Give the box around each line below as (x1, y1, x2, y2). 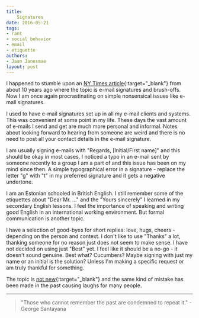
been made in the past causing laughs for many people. (6, 282, 142, 289)
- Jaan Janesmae (6, 58, 46, 64)
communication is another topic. (6, 215, 85, 222)
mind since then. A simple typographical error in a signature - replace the (6, 166, 185, 173)
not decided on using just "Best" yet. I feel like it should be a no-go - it (6, 245, 178, 252)
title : (6, 8, 23, 15)
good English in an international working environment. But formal (6, 208, 165, 216)
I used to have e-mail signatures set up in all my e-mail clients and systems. (6, 110, 191, 117)
